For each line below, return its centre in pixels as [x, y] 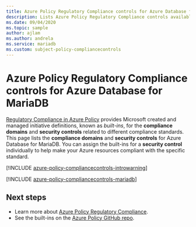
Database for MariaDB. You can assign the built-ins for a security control [94, 144]
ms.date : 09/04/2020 [31, 22]
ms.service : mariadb [31, 44]
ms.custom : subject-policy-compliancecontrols [64, 50]
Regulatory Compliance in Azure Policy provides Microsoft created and [91, 119]
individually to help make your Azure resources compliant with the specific [96, 150]
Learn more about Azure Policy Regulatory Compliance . [81, 211]
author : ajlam [23, 33]
